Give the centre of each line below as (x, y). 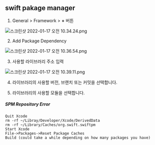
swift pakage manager (40, 8)
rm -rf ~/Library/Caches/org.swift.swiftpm (50, 125)
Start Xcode (17, 129)
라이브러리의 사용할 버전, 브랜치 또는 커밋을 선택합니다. (65, 82)
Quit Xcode (16, 116)
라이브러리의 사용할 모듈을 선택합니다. (48, 92)
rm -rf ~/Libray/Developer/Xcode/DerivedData (52, 120)
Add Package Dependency (39, 41)
